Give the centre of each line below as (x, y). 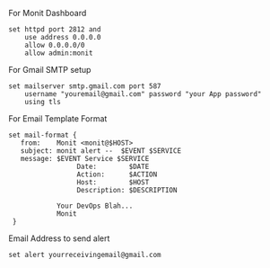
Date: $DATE (113, 166)
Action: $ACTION (117, 174)
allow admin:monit (59, 53)
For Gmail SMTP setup (50, 70)
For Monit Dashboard (48, 13)
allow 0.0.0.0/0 (55, 45)
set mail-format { (43, 135)
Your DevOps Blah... (95, 206)
